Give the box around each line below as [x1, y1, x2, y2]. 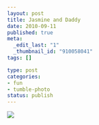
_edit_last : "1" [13, 42, 59, 48]
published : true [7, 29, 53, 36]
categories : [7, 73, 41, 80]
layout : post [7, 10, 44, 17]
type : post [7, 66, 38, 74]
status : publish [7, 92, 53, 99]
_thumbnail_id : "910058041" [13, 48, 94, 55]
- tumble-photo [7, 86, 51, 93]
